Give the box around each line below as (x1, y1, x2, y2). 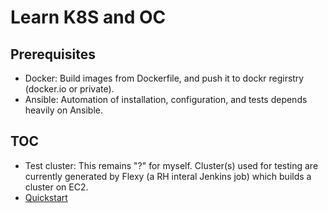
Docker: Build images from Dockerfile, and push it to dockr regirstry (24, 72, 305, 84)
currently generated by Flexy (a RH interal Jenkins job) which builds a (24, 170, 312, 182)
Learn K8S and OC (10, 6, 167, 29)
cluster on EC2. (24, 181, 89, 193)
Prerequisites (10, 46, 96, 63)
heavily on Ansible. (24, 104, 104, 116)
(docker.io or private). (24, 83, 115, 95)
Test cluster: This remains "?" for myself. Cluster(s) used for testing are (24, 159, 319, 171)
